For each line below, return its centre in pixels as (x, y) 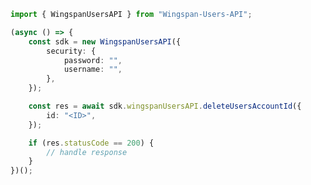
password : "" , (93, 60)
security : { (71, 51)
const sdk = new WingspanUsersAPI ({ (105, 41)
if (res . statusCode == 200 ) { (91, 143)
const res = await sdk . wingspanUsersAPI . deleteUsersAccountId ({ (165, 106)
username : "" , (93, 70)
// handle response (87, 152)
